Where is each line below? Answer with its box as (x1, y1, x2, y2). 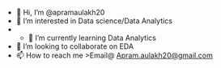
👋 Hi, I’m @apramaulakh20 (15, 8, 105, 17)
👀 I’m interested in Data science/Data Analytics (15, 16, 172, 26)
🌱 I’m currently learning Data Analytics (28, 33, 156, 42)
